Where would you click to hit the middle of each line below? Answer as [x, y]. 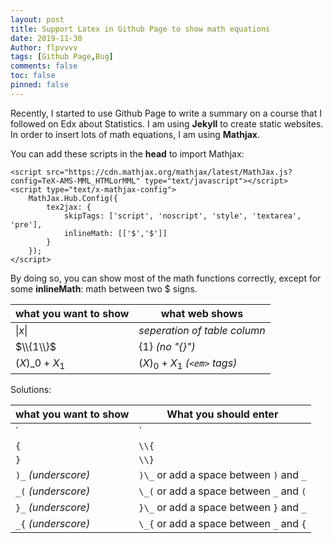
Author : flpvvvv [44, 47]
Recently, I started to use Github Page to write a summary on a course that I [166, 113]
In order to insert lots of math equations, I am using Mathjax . [135, 134]
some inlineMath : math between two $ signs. [104, 288]
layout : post [37, 19]
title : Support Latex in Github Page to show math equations [140, 29]
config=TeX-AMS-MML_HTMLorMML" [75, 181]
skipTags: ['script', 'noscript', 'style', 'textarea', [182, 216]
